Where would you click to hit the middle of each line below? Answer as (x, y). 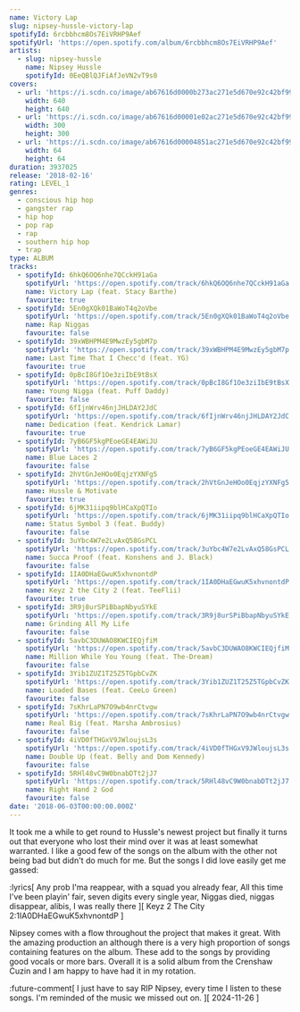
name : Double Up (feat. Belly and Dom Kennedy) (115, 757)
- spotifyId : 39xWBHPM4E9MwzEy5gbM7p (87, 341)
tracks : (24, 267)
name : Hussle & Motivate (71, 491)
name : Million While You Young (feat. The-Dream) (120, 657)
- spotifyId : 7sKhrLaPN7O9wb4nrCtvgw (87, 707)
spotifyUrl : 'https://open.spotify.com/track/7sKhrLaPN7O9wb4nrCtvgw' (159, 715)
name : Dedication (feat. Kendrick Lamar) (103, 424)
